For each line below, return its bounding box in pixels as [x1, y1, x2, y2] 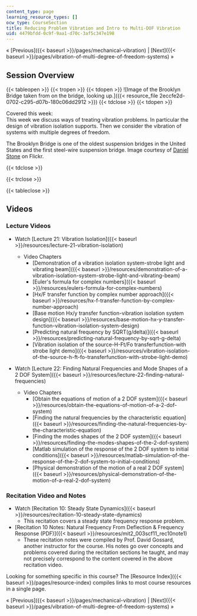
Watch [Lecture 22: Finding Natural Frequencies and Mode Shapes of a [14, 364, 188, 372]
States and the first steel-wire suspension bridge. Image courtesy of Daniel [6, 146, 189, 154]
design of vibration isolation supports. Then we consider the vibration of [6, 122, 182, 129]
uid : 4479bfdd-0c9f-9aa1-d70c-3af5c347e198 [6, 31, 115, 37]
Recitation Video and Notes [6, 491, 87, 500]
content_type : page [6, 8, 54, 15]
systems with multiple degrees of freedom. [6, 128, 110, 136]
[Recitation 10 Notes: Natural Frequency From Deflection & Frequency [14, 523, 184, 530]
